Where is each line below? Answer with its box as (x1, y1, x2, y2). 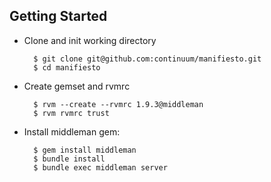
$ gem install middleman (33, 145, 137, 155)
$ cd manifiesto (33, 62, 101, 73)
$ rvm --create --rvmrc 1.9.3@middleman (33, 99, 204, 109)
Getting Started (9, 8, 108, 25)
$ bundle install (33, 154, 106, 164)
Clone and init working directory (23, 34, 157, 46)
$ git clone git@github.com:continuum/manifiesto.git (33, 54, 262, 64)
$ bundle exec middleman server (33, 162, 168, 173)
